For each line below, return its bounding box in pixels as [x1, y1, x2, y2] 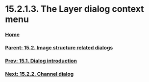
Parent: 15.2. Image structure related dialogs [5, 44, 113, 51]
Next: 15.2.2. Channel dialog [5, 70, 74, 77]
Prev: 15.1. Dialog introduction [5, 57, 77, 64]
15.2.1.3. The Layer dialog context [5, 3, 144, 15]
